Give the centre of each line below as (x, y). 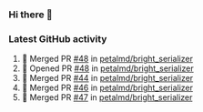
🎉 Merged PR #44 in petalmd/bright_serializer (107, 78)
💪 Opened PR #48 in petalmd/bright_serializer (107, 68)
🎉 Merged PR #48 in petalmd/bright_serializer (107, 59)
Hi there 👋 (31, 15)
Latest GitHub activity (58, 38)
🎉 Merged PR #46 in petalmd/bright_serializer (107, 88)
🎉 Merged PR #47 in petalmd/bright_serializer (107, 97)
